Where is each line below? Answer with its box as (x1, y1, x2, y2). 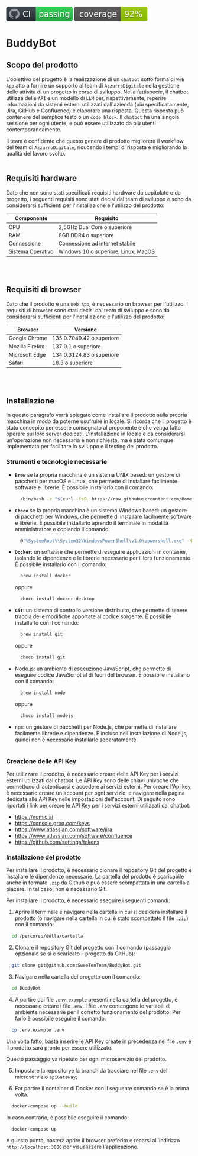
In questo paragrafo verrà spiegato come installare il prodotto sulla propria (6, 412, 187, 419)
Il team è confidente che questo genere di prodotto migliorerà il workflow (6, 137, 184, 144)
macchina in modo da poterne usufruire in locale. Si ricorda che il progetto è (6, 418, 192, 425)
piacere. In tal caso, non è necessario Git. (6, 886, 108, 893)
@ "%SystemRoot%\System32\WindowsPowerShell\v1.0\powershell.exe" (20, 538, 184, 544)
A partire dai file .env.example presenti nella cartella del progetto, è (14, 996, 178, 1003)
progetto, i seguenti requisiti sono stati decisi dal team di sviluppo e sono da (6, 195, 191, 202)
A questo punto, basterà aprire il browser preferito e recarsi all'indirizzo (6, 1136, 180, 1144)
